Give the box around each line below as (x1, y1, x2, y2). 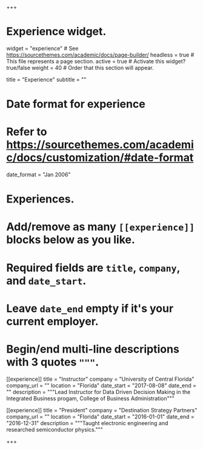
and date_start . (6, 274, 87, 288)
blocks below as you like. (6, 233, 135, 247)
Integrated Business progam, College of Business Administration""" (6, 395, 175, 402)
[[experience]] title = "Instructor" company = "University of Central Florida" (6, 375, 195, 382)
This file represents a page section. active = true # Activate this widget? (6, 57, 186, 64)
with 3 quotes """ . (6, 355, 99, 369)
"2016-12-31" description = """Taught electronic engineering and (6, 419, 168, 426)
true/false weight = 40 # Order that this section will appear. (6, 64, 154, 71)
